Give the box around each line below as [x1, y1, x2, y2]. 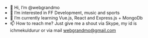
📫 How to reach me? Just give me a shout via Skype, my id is [9, 20, 137, 26]
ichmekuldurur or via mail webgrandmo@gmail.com [9, 27, 116, 33]
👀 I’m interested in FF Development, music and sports [9, 10, 120, 16]
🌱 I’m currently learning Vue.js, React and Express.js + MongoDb [9, 15, 143, 20]
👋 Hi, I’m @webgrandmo [9, 5, 60, 10]
